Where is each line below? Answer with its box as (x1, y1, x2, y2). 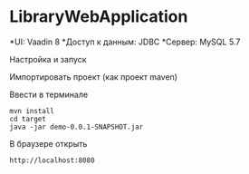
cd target (9, 114, 47, 123)
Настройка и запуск (9, 53, 87, 64)
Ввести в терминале (9, 89, 89, 100)
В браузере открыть (9, 138, 88, 149)
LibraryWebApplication (9, 6, 188, 27)
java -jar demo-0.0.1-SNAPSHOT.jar (9, 122, 144, 131)
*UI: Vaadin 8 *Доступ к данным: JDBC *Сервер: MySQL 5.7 (9, 36, 241, 47)
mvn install (9, 106, 54, 115)
